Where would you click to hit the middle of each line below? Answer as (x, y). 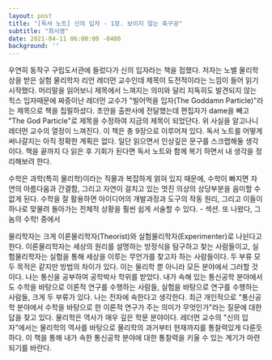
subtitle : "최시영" (38, 31)
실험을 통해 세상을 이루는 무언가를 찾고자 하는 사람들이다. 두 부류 (151, 257)
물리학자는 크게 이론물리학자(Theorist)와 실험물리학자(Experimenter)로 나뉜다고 (135, 237)
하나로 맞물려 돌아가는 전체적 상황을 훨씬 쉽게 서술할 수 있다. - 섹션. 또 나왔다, (130, 209)
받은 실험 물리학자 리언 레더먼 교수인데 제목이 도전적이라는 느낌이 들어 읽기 (141, 80)
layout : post (30, 16)
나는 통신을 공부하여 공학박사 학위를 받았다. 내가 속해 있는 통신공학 (130, 277)
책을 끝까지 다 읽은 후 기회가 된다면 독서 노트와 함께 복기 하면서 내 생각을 (140, 152)
